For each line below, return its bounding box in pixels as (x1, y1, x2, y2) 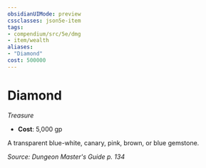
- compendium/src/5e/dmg (7, 30, 81, 38)
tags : (7, 23, 24, 31)
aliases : (7, 43, 34, 51)
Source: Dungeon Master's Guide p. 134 (7, 152, 125, 161)
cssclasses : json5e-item (7, 17, 81, 24)
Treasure (7, 111, 34, 120)
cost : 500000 (7, 57, 46, 64)
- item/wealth (7, 37, 50, 44)
